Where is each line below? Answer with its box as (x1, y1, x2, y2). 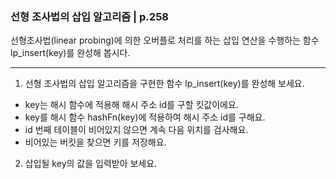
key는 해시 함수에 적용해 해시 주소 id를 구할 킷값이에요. (24, 99, 239, 111)
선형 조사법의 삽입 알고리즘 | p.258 (10, 9, 169, 23)
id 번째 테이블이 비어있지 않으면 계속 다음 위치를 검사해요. (24, 124, 249, 136)
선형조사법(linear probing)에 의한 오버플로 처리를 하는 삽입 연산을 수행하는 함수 (10, 34, 320, 47)
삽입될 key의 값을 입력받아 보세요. (24, 158, 158, 170)
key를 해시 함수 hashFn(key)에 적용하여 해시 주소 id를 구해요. (24, 111, 266, 123)
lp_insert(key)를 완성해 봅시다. (10, 47, 131, 59)
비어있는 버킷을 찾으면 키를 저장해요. (24, 136, 167, 148)
